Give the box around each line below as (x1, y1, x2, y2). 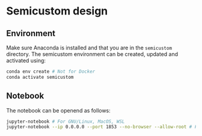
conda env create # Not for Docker (6, 69, 96, 75)
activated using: (6, 57, 46, 64)
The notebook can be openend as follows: (6, 107, 111, 114)
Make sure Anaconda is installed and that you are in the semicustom (6, 44, 173, 51)
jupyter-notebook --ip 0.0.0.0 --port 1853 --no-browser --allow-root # (6, 124, 192, 130)
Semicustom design (6, 4, 108, 18)
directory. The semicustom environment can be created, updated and (6, 51, 179, 58)
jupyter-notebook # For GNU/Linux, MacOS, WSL (6, 119, 125, 125)
